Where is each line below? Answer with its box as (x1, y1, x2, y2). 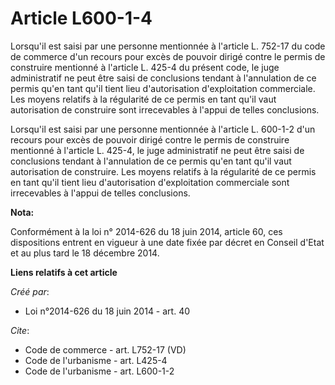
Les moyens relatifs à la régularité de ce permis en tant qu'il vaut (10, 93, 277, 105)
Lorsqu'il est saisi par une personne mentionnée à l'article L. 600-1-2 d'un (10, 123, 316, 135)
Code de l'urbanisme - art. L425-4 (24, 354, 168, 366)
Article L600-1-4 (10, 7, 153, 30)
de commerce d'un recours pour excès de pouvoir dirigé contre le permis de (10, 50, 326, 62)
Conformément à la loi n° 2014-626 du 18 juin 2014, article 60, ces (10, 225, 283, 237)
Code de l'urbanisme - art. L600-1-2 (24, 365, 175, 377)
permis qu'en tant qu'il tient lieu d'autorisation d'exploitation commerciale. (10, 82, 316, 94)
